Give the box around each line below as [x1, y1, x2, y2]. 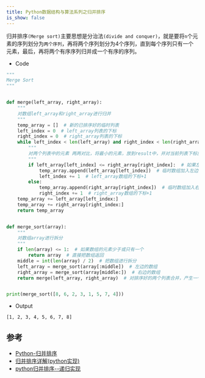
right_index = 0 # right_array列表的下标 [17, 133, 122, 139]
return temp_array [17, 207, 64, 213]
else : [28, 179, 43, 185]
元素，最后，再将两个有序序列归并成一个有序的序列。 [6, 47, 140, 55]
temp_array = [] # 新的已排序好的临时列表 [17, 122, 120, 128]
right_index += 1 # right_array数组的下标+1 [38, 190, 153, 196]
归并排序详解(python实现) [15, 357, 80, 365]
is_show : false [6, 15, 45, 21]
